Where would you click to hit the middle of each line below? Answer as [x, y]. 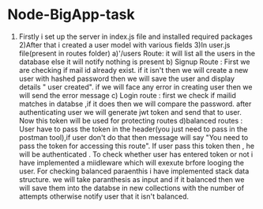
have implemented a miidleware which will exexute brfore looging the [131, 162]
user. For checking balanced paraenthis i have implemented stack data [134, 171]
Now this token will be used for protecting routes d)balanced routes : [131, 120]
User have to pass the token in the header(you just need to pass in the [133, 129]
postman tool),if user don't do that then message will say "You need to [133, 137]
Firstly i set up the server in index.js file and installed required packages [136, 36]
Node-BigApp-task [71, 15]
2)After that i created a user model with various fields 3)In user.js [124, 44]
